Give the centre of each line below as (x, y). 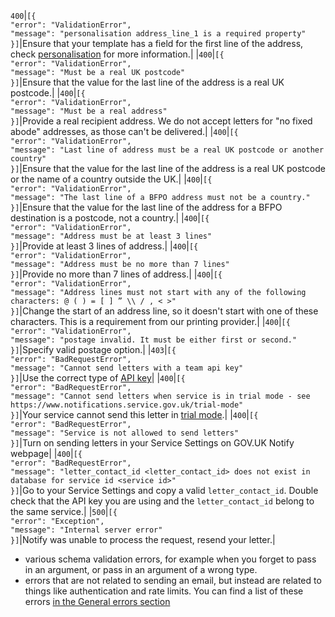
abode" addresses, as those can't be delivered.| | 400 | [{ (124, 131)
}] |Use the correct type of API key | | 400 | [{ (98, 378)
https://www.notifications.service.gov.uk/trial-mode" (127, 405)
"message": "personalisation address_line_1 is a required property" (158, 34)
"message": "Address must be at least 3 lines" (111, 236)
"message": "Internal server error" (86, 530)
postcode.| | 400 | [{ (48, 93)
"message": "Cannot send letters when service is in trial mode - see (160, 396)
